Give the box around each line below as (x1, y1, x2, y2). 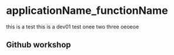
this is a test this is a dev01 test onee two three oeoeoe (6, 23, 139, 30)
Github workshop (6, 40, 72, 50)
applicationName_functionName (6, 4, 169, 17)
